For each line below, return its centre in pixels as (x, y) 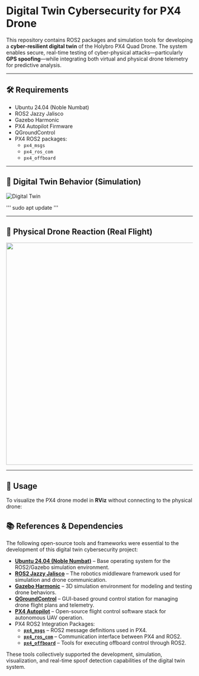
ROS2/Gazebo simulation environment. (62, 567)
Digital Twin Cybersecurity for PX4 (94, 11)
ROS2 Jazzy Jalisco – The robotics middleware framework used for (97, 574)
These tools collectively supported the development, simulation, (84, 654)
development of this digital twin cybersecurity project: (72, 550)
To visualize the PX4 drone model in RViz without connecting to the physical (99, 500)
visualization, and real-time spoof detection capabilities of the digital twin (96, 661)
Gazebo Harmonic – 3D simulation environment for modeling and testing (103, 586)
